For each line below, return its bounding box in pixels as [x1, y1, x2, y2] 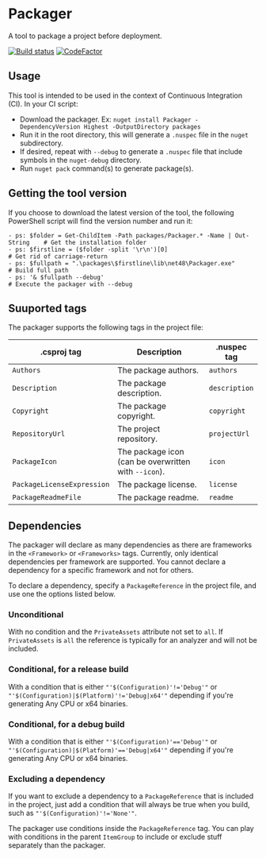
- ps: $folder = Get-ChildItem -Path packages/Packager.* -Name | [8, 231, 232, 239]
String [8, 238, 30, 246]
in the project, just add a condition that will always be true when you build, [8, 800, 250, 810]
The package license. [117, 479, 197, 490]
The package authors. [117, 365, 199, 376]
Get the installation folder [50, 238, 147, 246]
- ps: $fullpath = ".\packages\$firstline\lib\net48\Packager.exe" [8, 259, 236, 267]
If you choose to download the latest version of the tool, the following [8, 207, 235, 217]
